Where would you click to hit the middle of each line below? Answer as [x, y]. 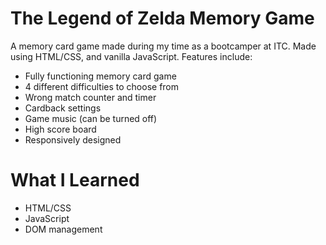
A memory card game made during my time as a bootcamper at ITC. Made [163, 46]
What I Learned [75, 180]
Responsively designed [73, 139]
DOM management [63, 229]
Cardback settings [63, 108]
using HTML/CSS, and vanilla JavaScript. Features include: [131, 56]
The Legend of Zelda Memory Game [162, 18]
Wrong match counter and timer [90, 97]
